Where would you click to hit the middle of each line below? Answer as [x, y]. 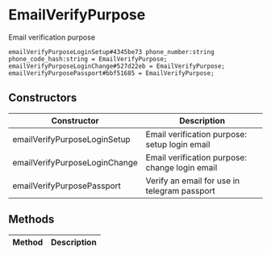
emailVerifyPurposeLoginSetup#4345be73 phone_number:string [112, 52]
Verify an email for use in [193, 181]
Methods [31, 219]
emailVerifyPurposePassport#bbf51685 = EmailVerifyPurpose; [112, 73]
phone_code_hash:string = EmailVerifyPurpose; [88, 59]
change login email [181, 167]
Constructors [43, 98]
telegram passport [180, 190]
